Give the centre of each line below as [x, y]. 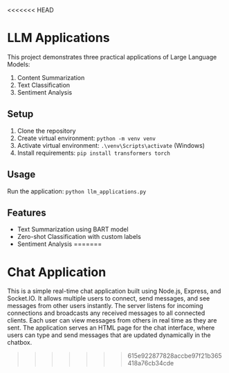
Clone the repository [46, 131]
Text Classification [44, 85]
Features [27, 212]
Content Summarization [51, 77]
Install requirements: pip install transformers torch [94, 153]
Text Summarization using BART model [73, 229]
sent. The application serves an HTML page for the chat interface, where [111, 328]
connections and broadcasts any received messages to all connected [106, 313]
